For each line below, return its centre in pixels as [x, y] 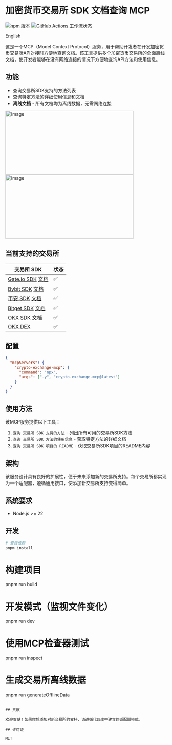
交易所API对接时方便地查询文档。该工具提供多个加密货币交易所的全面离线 [87, 53]
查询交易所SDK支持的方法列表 [44, 90]
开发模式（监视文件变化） [59, 607]
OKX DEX [19, 326]
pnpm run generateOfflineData [38, 695]
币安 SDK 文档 [25, 298]
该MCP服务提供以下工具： [33, 422]
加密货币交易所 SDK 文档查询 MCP [78, 11]
